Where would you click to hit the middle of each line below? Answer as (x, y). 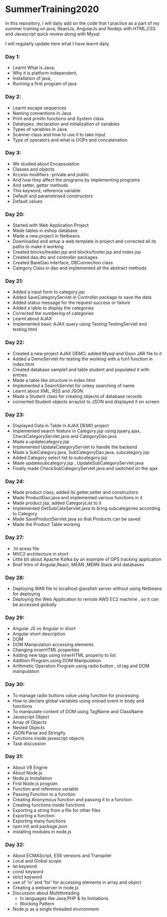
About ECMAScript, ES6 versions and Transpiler (62, 856)
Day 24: (15, 481)
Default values (27, 201)
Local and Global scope (37, 861)
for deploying (26, 594)
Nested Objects (29, 727)
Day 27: (15, 538)
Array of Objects (29, 722)
